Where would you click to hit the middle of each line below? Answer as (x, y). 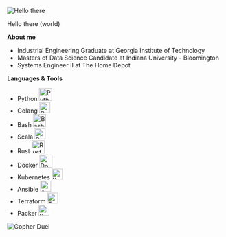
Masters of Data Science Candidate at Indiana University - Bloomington (118, 58)
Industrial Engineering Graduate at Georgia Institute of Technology (111, 50)
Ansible (28, 189)
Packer (27, 213)
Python (27, 99)
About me (22, 37)
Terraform (31, 201)
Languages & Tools (35, 78)
